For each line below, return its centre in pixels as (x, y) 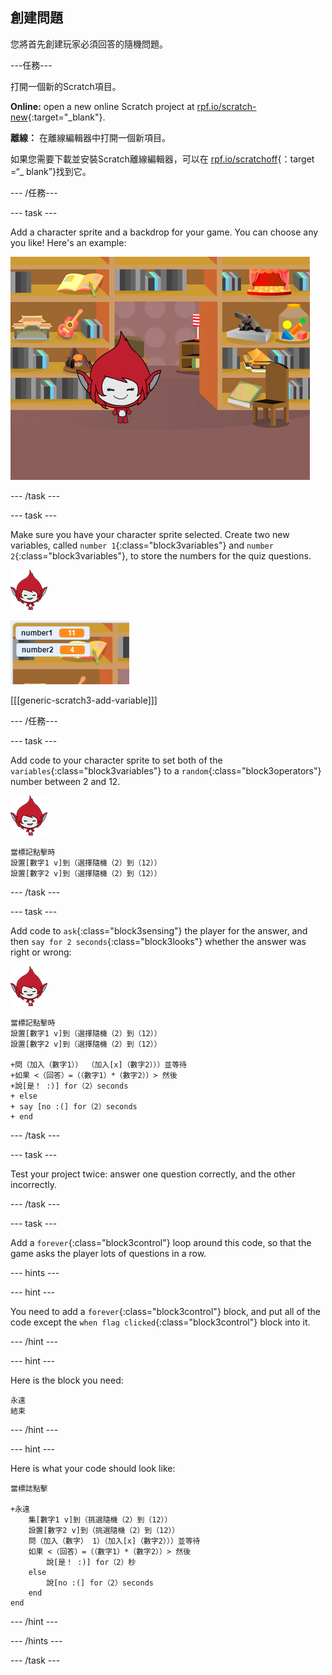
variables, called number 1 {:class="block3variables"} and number (142, 545)
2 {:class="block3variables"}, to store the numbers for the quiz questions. (161, 555)
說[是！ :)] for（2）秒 (91, 1562)
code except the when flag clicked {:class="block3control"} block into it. (160, 1322)
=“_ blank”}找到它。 (51, 171)
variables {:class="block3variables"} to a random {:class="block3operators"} (166, 770)
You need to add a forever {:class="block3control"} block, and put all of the (165, 1311)
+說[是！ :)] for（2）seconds (69, 1086)
